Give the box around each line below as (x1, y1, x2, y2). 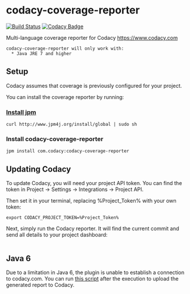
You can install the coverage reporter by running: (6, 93, 125, 100)
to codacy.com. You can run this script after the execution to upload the (6, 275, 179, 282)
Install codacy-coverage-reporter (6, 135, 103, 143)
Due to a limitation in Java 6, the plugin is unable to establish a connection (6, 269, 185, 276)
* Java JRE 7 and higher (11, 50, 72, 56)
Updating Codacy (6, 164, 71, 174)
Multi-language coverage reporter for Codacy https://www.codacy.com (6, 34, 178, 41)
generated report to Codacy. (6, 281, 75, 288)
